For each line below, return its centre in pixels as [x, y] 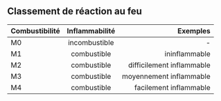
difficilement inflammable [169, 65]
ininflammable [188, 53]
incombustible [91, 42]
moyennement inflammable [167, 76]
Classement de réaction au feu [74, 11]
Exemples [194, 30]
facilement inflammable [173, 87]
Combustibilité [35, 30]
